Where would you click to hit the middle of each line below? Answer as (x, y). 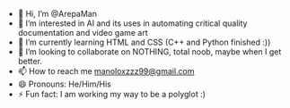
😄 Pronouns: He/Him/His (65, 84)
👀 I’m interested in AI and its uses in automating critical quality (132, 23)
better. (30, 61)
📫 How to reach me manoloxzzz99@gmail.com (106, 71)
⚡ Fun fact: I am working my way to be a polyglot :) (112, 94)
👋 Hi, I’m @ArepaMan (57, 14)
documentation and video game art (83, 33)
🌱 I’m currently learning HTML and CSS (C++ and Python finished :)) (144, 42)
